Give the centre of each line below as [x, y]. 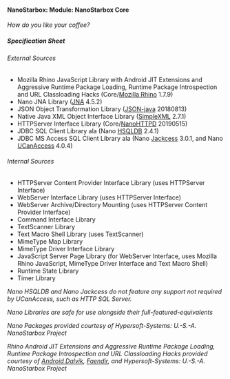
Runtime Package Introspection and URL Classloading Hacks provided [107, 353]
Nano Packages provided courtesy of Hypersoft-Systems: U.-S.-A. [102, 325]
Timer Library [36, 278]
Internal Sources [31, 162]
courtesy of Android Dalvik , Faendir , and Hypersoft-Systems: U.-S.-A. [106, 361]
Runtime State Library [48, 271]
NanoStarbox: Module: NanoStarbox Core [68, 10]
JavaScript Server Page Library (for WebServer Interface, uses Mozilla [117, 256]
